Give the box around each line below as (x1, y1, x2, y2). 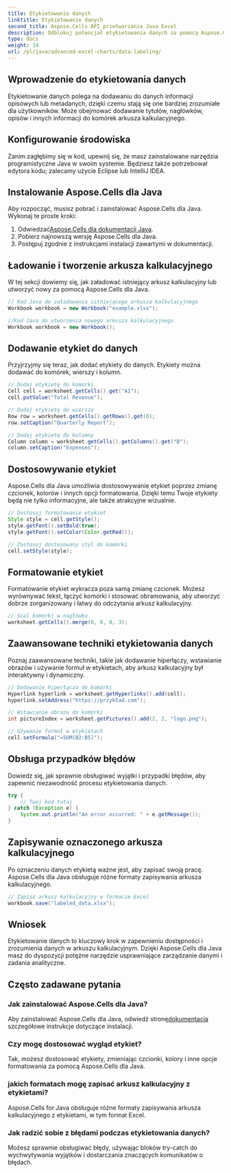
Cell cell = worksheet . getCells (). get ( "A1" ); (8, 388, 140, 395)
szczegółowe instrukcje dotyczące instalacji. (8, 1022, 134, 1030)
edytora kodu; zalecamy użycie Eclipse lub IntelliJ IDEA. (8, 166, 166, 175)
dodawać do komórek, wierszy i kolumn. (8, 368, 122, 376)
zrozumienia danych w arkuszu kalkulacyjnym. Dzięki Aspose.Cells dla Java (8, 944, 222, 953)
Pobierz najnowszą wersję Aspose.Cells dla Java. (17, 233, 158, 241)
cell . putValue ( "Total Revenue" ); (8, 394, 104, 402)
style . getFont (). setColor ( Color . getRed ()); (8, 529, 134, 535)
